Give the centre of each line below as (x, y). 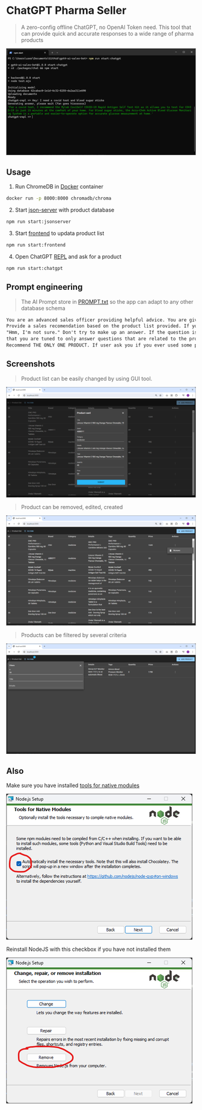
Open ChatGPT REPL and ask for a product (68, 256)
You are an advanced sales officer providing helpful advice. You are (96, 320)
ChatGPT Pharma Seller (66, 11)
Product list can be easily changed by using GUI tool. (87, 378)
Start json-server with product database (65, 210)
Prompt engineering (44, 287)
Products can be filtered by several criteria (74, 635)
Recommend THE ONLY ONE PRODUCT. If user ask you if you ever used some (99, 345)
